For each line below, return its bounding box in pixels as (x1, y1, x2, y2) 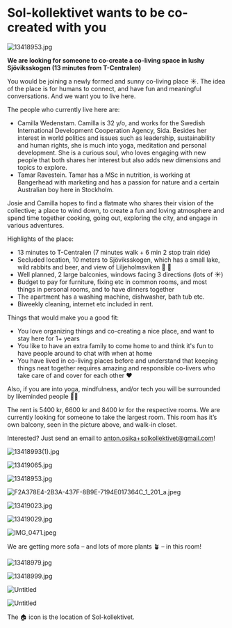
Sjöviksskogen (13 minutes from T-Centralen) (7, 63, 142, 72)
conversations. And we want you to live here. (7, 92, 136, 100)
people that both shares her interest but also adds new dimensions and (17, 155, 221, 164)
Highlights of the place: (7, 235, 74, 243)
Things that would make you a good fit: (7, 313, 119, 322)
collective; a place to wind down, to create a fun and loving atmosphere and (7, 206, 224, 214)
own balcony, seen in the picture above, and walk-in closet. (7, 420, 177, 429)
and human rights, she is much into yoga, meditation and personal (17, 141, 207, 149)
